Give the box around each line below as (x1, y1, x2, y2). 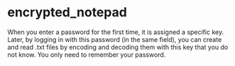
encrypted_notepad (7, 4, 128, 21)
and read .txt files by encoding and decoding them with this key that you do (7, 43, 229, 51)
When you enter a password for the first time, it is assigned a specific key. (7, 28, 224, 36)
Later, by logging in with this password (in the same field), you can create (7, 35, 222, 43)
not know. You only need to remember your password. (7, 50, 166, 59)
